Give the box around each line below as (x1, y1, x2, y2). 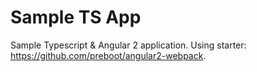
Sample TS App (10, 6, 142, 29)
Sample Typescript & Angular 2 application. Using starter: (10, 39, 247, 51)
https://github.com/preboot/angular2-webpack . (10, 49, 207, 61)
